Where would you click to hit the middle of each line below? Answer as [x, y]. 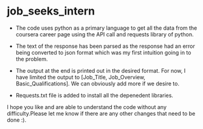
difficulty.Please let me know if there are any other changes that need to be [101, 113]
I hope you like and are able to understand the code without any [87, 107]
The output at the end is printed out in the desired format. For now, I [101, 70]
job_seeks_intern [51, 11]
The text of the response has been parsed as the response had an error [105, 46]
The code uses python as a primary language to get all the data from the [106, 28]
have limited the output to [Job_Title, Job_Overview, [80, 77]
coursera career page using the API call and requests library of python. [105, 34]
